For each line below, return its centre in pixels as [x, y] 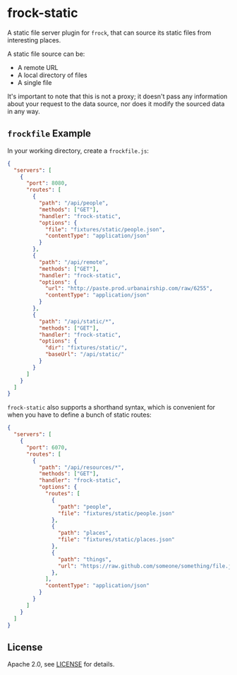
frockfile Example [49, 133]
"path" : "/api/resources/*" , [81, 467]
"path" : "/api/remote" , [74, 262]
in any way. [24, 111]
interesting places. [34, 40]
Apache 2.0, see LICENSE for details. [61, 664]
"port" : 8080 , [47, 183]
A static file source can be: [46, 54]
